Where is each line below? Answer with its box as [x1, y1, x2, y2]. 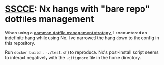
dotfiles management [5, 14, 94, 25]
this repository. [5, 40, 36, 46]
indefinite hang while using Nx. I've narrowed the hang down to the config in [5, 35, 159, 41]
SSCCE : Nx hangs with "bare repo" [5, 3, 150, 15]
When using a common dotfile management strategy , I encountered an [5, 30, 148, 35]
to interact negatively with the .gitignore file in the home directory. [5, 54, 141, 60]
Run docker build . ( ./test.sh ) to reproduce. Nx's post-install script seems [5, 49, 159, 55]
